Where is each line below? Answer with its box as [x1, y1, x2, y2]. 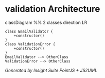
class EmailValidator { [5, 29, 53, 34]
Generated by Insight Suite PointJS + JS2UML [5, 67, 98, 73]
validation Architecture [5, 3, 101, 15]
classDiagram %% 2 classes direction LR [5, 19, 87, 25]
